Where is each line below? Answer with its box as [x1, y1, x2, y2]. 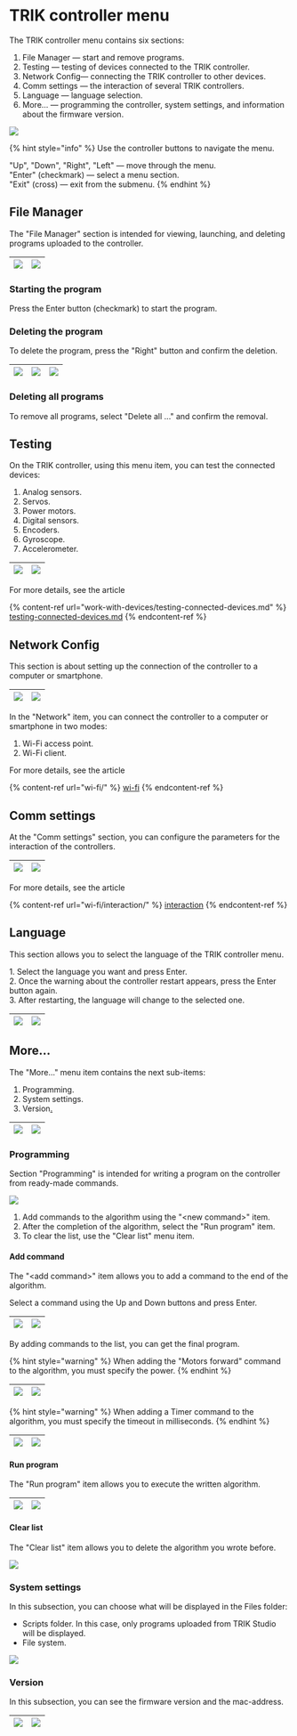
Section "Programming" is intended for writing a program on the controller [9, 1168, 281, 1179]
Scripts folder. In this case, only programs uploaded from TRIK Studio [21, 1618, 277, 1629]
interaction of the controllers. [9, 841, 116, 852]
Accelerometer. [21, 544, 79, 555]
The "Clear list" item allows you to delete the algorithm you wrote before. [9, 1542, 277, 1553]
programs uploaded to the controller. [9, 238, 144, 248]
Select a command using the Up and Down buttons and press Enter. [9, 1297, 258, 1309]
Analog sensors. [21, 487, 83, 498]
